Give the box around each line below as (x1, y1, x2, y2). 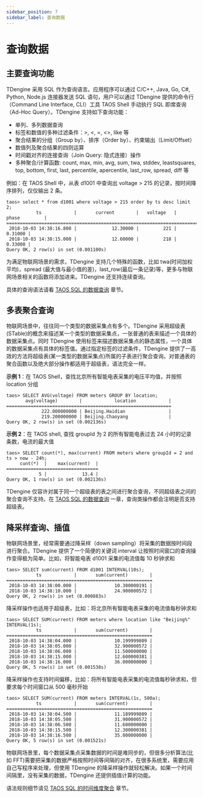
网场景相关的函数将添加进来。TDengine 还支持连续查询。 (6, 273, 149, 280)
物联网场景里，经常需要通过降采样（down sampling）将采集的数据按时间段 (6, 539, 193, 547)
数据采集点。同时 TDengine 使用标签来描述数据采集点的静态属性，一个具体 (6, 337, 192, 345)
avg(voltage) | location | (25, 398, 172, 404)
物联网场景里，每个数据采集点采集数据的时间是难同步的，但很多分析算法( (6, 749, 188, 756)
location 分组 (6, 380, 39, 388)
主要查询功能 (6, 68, 54, 79)
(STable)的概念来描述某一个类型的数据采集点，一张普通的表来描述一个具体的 (6, 330, 197, 337)
